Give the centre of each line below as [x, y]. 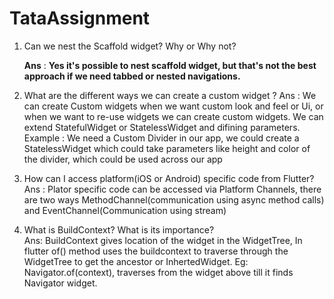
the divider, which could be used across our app [123, 159]
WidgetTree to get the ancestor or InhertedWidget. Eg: [136, 261]
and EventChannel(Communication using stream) [125, 210]
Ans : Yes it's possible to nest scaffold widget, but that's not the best [170, 65]
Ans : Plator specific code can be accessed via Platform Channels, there [172, 189]
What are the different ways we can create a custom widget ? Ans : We [170, 95]
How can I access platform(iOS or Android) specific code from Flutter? [169, 178]
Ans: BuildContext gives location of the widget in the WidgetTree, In [163, 240]
